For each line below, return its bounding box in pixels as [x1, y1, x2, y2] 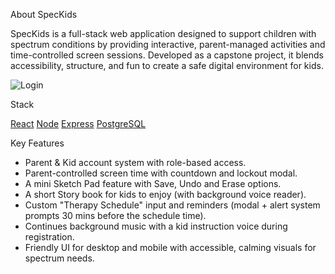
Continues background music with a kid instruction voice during [24, 220, 288, 232]
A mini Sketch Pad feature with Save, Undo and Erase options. [24, 178, 282, 189]
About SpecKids [10, 9, 78, 20]
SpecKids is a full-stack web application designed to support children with [10, 28, 317, 39]
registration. [24, 231, 75, 243]
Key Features [10, 137, 65, 149]
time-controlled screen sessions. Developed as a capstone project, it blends [10, 49, 324, 61]
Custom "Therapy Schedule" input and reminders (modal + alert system [24, 199, 321, 211]
